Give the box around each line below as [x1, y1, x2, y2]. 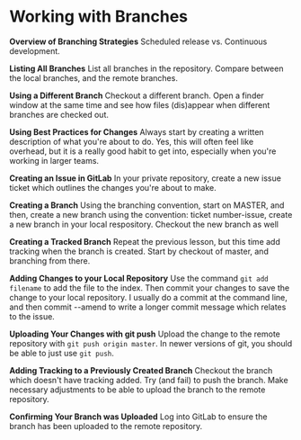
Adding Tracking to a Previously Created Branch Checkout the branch [9, 364, 273, 375]
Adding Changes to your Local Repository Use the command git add [9, 273, 270, 283]
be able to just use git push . [9, 347, 115, 358]
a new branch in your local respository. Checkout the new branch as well [9, 219, 279, 229]
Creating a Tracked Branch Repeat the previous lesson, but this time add [9, 236, 280, 247]
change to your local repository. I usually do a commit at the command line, [9, 292, 288, 302]
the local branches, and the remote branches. [9, 72, 178, 83]
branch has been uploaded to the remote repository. [9, 420, 203, 431]
